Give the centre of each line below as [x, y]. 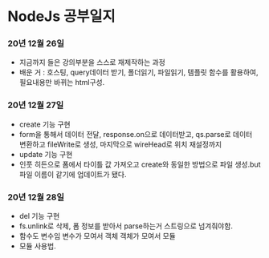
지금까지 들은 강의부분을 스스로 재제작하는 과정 [92, 62]
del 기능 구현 [39, 216]
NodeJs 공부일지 [61, 16]
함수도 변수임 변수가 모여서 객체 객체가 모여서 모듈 [97, 236]
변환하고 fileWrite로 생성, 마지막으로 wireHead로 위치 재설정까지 [120, 144]
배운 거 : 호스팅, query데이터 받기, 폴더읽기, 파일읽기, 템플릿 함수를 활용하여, [139, 72]
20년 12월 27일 [36, 105]
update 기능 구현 [46, 154]
